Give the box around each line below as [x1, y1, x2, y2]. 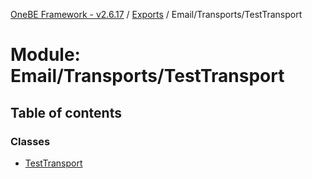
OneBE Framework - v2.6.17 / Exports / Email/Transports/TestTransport [10, 9, 303, 20]
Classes [10, 134, 51, 148]
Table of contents [10, 104, 122, 121]
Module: [10, 44, 81, 66]
